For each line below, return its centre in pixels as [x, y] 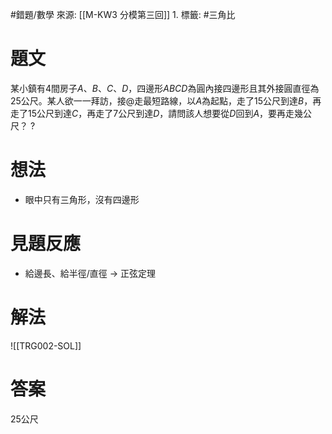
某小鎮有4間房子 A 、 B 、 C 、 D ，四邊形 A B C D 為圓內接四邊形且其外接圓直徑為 [165, 88]
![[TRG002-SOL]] [46, 345]
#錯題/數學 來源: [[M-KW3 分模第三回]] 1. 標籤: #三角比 [123, 14]
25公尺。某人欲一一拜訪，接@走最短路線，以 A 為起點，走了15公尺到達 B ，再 [166, 100]
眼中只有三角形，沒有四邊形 [82, 199]
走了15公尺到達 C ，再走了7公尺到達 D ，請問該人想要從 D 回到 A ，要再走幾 [157, 113]
